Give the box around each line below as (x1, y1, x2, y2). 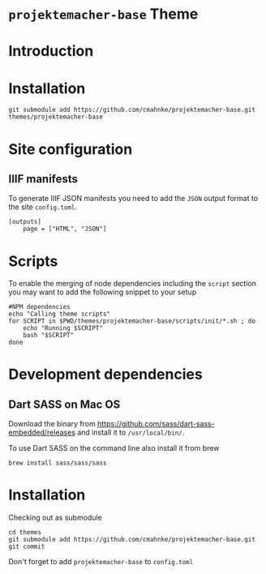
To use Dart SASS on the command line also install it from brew (8, 443, 220, 453)
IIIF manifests (8, 172, 79, 186)
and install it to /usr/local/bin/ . (76, 427, 185, 438)
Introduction (8, 42, 94, 61)
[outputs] (8, 218, 42, 226)
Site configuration (8, 139, 133, 158)
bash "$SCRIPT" (23, 332, 75, 340)
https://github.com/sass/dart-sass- (97, 419, 215, 429)
